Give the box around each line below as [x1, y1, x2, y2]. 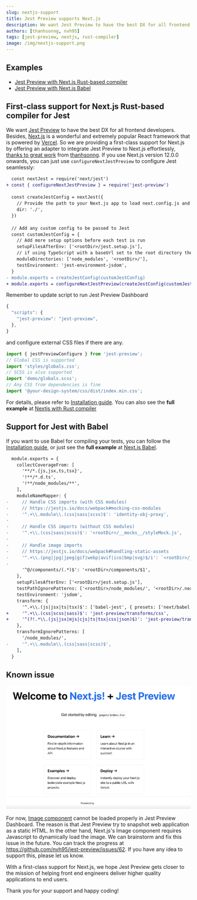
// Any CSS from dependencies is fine [6, 382, 101, 388]
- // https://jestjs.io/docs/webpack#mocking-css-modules [6, 505, 161, 511]
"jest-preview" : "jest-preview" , [16, 316, 98, 322]
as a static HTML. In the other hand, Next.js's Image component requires [6, 827, 182, 834]
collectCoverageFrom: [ [16, 462, 75, 468]
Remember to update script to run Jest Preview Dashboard [6, 291, 148, 298]
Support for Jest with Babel [6, 422, 108, 432]
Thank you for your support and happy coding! [6, 887, 119, 894]
